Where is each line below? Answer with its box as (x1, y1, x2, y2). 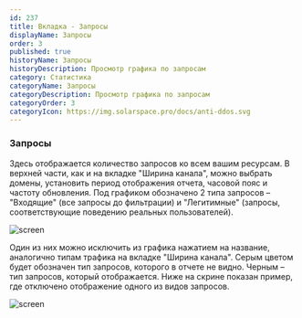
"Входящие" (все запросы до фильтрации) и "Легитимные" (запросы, (9, 196, 281, 207)
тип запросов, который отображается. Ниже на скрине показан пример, (9, 270, 294, 281)
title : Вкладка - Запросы (9, 22, 108, 31)
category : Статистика (9, 73, 92, 82)
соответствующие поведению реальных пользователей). (9, 207, 234, 217)
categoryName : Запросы (9, 81, 96, 90)
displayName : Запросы (9, 30, 92, 39)
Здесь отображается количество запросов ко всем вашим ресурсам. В (9, 157, 290, 169)
